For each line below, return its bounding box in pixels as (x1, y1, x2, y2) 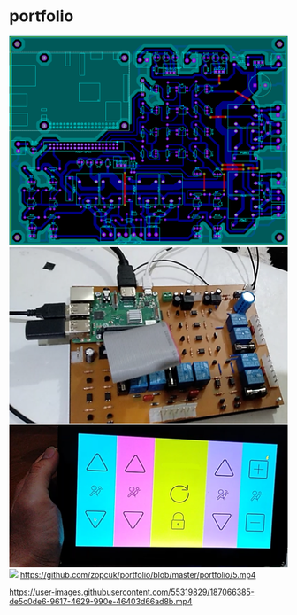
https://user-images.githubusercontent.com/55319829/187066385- (9, 587, 255, 597)
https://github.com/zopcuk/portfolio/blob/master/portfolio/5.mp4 (19, 570, 256, 580)
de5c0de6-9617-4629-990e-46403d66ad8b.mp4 (9, 596, 193, 607)
